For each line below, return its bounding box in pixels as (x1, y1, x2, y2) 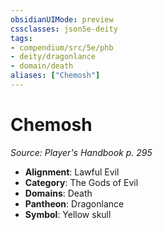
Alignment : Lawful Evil (24, 166, 120, 178)
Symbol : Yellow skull (24, 208, 112, 220)
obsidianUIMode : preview (10, 14, 114, 25)
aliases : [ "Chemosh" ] (10, 71, 101, 81)
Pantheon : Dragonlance (24, 197, 125, 210)
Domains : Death (24, 187, 93, 199)
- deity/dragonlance (10, 52, 97, 62)
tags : (10, 33, 33, 43)
